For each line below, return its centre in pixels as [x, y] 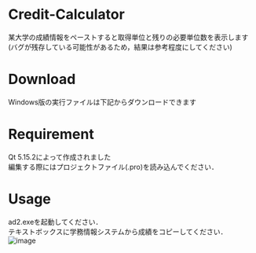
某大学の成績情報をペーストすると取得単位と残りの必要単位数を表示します [128, 37]
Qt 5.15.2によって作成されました [60, 157]
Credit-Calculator [67, 15]
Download [42, 79]
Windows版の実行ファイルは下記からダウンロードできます [102, 102]
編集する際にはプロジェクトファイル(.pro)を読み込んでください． [113, 167]
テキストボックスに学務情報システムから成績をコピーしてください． [118, 231]
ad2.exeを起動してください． [55, 222]
